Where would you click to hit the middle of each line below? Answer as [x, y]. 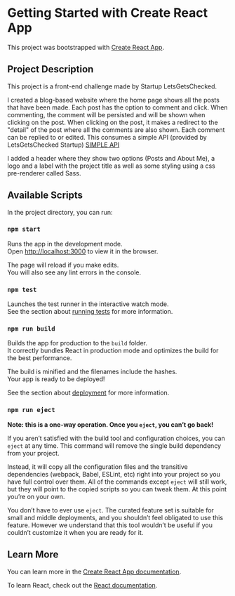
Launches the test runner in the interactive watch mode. [88, 304]
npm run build [31, 329]
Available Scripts [45, 196]
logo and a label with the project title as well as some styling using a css [111, 166]
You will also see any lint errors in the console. [74, 272]
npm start [24, 229]
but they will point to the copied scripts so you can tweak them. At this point [117, 489]
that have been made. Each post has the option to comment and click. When [117, 107]
